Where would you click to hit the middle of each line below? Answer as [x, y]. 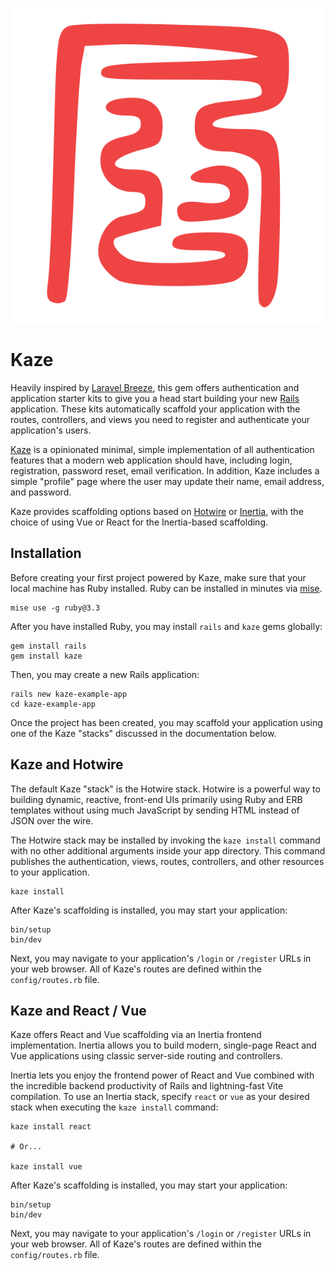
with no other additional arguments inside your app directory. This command [168, 850]
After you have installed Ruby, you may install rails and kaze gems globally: [166, 626]
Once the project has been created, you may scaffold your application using [166, 722]
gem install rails [48, 646]
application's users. [51, 430]
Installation [46, 553]
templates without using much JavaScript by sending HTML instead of [155, 810]
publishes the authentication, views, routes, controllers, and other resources [167, 861]
